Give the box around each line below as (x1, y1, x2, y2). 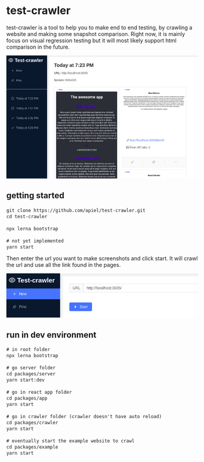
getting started (6, 190, 65, 201)
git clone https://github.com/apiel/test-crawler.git (6, 207, 146, 213)
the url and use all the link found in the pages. (6, 261, 121, 268)
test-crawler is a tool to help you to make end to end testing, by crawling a (6, 24, 193, 31)
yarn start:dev (6, 377, 45, 383)
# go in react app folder (6, 389, 72, 396)
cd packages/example (6, 444, 59, 450)
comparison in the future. (6, 43, 70, 51)
